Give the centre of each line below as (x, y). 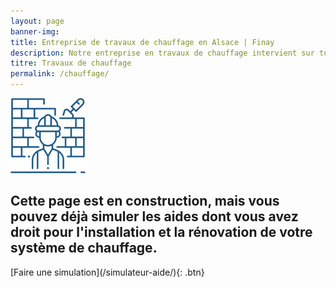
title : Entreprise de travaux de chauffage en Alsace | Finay (142, 42)
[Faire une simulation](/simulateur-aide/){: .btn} (107, 272)
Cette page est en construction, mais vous (145, 201)
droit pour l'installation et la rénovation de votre (161, 232)
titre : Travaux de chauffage (71, 63)
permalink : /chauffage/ (60, 74)
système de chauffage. (84, 248)
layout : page (37, 21)
